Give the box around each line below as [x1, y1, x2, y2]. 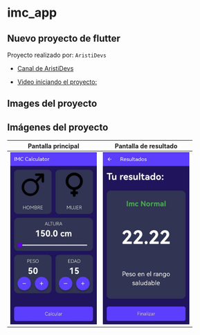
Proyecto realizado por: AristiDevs [7, 51, 107, 59]
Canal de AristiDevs [17, 65, 74, 72]
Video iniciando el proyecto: [17, 78, 98, 86]
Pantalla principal [27, 141, 80, 150]
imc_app [7, 5, 57, 21]
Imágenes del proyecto [7, 121, 109, 133]
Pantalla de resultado [114, 141, 178, 150]
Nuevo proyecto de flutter [7, 33, 121, 44]
